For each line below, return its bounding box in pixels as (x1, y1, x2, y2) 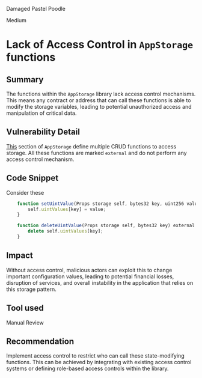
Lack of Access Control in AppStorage (6, 38, 194, 52)
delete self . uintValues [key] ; (28, 228, 103, 234)
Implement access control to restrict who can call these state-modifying (6, 352, 185, 359)
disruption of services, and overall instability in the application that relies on (6, 279, 194, 286)
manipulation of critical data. (6, 109, 77, 117)
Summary (6, 75, 44, 85)
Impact (6, 251, 33, 261)
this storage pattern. (6, 285, 57, 293)
